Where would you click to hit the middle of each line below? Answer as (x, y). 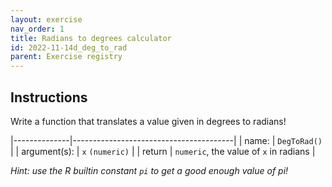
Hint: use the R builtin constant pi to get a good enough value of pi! (149, 170)
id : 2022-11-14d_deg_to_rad (69, 47)
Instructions (49, 97)
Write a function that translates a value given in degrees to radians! (148, 121)
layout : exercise (46, 19)
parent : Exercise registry (66, 57)
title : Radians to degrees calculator (91, 38)
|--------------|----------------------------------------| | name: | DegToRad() (166, 140)
